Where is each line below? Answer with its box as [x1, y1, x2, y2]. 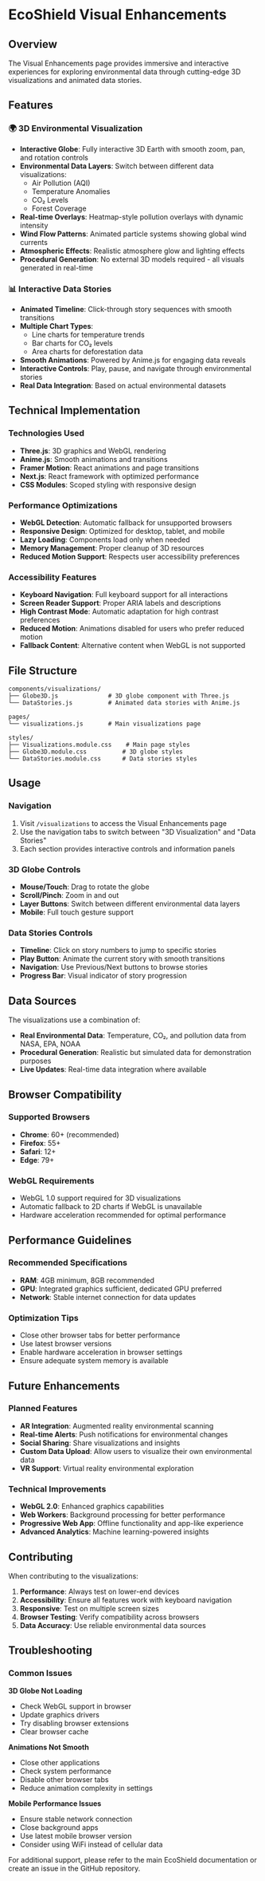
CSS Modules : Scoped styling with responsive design [19, 480, 197, 489]
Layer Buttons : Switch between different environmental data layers [19, 899, 240, 909]
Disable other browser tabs [19, 1774, 109, 1784]
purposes [19, 1056, 52, 1066]
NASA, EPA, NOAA [19, 1039, 81, 1049]
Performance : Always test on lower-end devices [19, 1587, 180, 1596]
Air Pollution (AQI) [31, 178, 91, 188]
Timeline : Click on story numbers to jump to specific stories [19, 946, 217, 955]
